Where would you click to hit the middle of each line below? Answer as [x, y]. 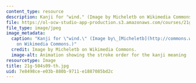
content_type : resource [35, 11]
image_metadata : [26, 33]
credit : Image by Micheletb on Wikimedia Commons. [74, 50]
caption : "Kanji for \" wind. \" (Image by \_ [65, 39]
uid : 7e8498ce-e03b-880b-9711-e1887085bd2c [60, 71]
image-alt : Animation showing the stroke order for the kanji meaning [99, 55]
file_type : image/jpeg [34, 28]
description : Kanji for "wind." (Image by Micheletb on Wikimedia [88, 17]
